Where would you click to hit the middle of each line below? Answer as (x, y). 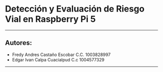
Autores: (19, 43)
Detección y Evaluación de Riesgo (75, 9)
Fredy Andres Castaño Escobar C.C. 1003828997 (61, 55)
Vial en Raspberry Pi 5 (50, 19)
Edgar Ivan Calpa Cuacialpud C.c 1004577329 (58, 59)
